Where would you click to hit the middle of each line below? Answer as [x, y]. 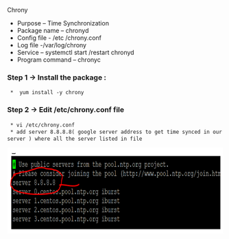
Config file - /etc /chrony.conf [59, 38]
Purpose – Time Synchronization [63, 23]
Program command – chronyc [59, 60]
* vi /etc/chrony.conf [43, 125]
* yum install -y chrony [47, 93]
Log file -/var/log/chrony [52, 45]
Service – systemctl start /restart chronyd [76, 52]
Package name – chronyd [53, 31]
